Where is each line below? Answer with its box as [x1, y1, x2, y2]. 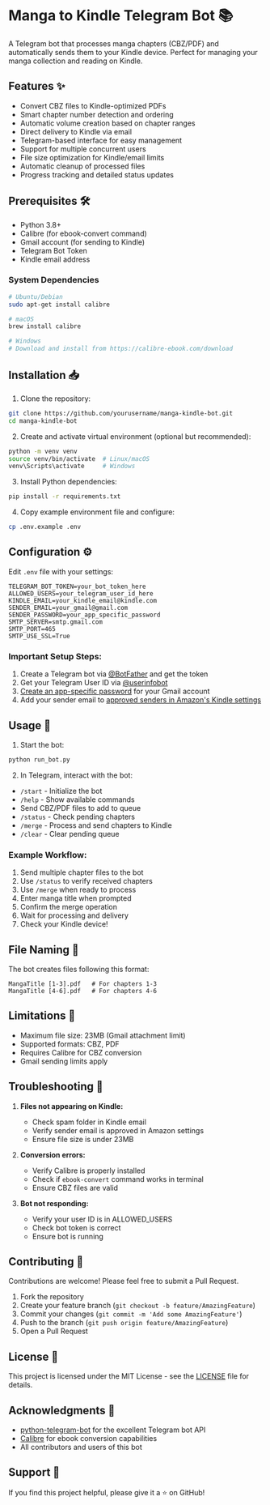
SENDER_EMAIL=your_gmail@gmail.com [8, 603, 129, 612]
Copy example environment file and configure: [19, 507, 175, 517]
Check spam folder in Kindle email [32, 1117, 147, 1127]
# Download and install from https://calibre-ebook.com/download [8, 345, 233, 353]
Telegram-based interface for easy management [19, 135, 183, 145]
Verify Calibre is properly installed [32, 1166, 146, 1175]
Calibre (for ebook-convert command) [19, 228, 147, 238]
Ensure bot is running [32, 1231, 103, 1241]
